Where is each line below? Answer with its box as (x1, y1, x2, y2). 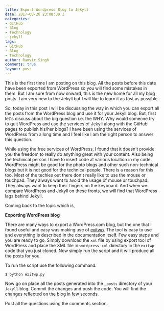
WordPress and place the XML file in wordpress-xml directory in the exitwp (5, 243, 155, 248)
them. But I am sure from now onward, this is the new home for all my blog (5, 90, 155, 96)
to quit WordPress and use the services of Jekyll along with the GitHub (5, 121, 148, 127)
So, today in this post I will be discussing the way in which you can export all (5, 105, 160, 111)
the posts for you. (5, 253, 41, 258)
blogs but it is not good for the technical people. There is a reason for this (5, 167, 154, 172)
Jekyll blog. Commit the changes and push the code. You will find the (5, 286, 146, 291)
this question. (5, 137, 33, 142)
